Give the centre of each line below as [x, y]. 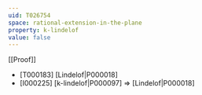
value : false [29, 37]
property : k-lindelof [44, 30]
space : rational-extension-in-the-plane [75, 23]
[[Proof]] [22, 60]
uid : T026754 [29, 15]
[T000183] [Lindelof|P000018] [68, 75]
